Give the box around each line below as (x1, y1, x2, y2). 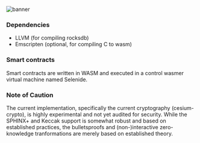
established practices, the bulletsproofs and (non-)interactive (6, 123, 158, 130)
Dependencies (6, 20, 50, 29)
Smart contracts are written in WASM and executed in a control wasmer (6, 69, 184, 76)
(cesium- (171, 104, 195, 111)
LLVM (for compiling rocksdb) (14, 34, 89, 41)
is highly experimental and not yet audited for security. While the (27, 111, 188, 118)
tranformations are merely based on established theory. (35, 130, 173, 137)
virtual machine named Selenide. (6, 76, 88, 83)
